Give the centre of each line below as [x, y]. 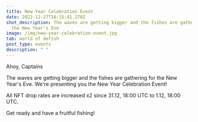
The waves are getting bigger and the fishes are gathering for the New [92, 77]
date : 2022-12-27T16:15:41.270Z [46, 17]
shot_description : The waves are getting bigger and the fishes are [92, 22]
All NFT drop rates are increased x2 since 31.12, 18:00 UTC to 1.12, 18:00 [93, 95]
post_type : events [29, 45]
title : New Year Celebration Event [50, 11]
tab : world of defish [33, 39]
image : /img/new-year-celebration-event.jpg [62, 33]
